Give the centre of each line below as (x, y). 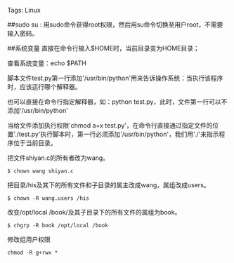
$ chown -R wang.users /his (48, 198)
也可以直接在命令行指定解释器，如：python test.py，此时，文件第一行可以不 (117, 102)
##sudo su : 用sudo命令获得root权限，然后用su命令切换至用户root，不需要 (115, 25)
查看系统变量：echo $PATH (47, 63)
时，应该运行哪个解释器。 (44, 87)
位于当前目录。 (35, 143)
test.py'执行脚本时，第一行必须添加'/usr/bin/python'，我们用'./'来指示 (119, 134)
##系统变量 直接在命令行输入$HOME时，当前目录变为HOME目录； (103, 48)
